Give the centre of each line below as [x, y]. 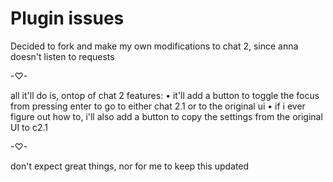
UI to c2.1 [29, 127]
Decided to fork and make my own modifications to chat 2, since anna [154, 46]
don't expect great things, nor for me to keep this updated [130, 166]
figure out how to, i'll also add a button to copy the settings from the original [166, 116]
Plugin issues [67, 18]
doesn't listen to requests [62, 56]
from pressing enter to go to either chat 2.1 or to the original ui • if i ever [158, 106]
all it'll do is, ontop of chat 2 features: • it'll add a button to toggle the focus [165, 95]
